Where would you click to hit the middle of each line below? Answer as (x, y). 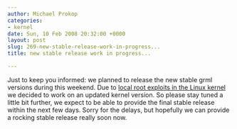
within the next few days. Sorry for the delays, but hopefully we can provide (118, 110)
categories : (25, 21)
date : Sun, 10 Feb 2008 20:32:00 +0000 (67, 34)
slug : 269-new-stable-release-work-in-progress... (84, 47)
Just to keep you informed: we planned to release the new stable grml (110, 79)
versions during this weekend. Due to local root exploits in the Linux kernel (117, 87)
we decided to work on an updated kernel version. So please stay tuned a (115, 95)
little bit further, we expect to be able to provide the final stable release (111, 102)
